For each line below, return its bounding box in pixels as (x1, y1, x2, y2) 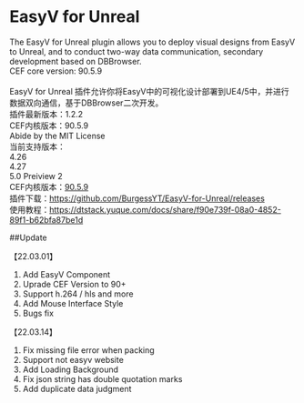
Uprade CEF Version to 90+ (22, 278, 127, 289)
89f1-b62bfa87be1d (9, 214, 84, 225)
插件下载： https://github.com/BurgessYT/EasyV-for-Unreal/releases (9, 193, 266, 204)
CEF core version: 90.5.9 (9, 65, 103, 76)
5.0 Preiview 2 (9, 170, 64, 181)
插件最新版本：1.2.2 (9, 108, 84, 119)
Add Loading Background (22, 364, 119, 375)
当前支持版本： (9, 141, 66, 152)
